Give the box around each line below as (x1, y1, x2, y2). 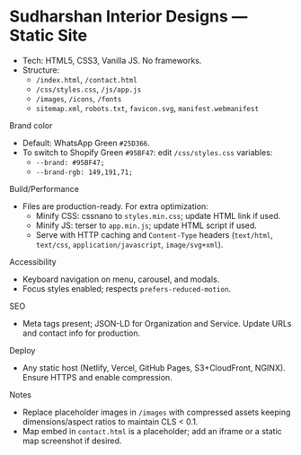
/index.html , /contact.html (35, 74, 137, 84)
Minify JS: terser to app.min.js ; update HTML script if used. (35, 220, 258, 231)
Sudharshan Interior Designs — (9, 6, 248, 27)
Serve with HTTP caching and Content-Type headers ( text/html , (35, 229, 274, 240)
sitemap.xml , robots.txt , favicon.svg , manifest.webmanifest (35, 102, 259, 113)
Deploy (9, 345, 36, 355)
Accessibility (9, 256, 57, 267)
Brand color (9, 119, 53, 131)
